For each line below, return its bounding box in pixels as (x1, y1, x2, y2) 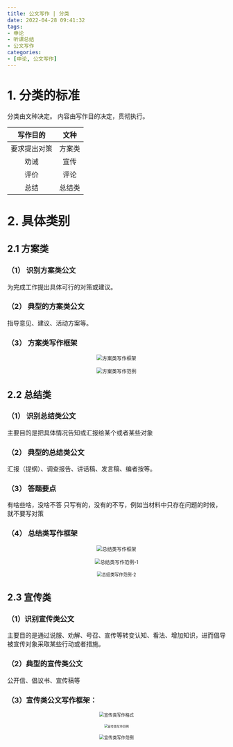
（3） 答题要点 (7, 484, 57, 494)
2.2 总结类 (7, 389, 52, 401)
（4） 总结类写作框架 (7, 529, 78, 538)
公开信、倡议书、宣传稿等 (7, 676, 80, 684)
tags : (7, 23, 23, 30)
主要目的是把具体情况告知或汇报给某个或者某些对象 (7, 428, 153, 437)
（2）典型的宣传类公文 (7, 659, 83, 668)
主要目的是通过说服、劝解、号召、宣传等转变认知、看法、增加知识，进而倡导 (7, 631, 226, 640)
